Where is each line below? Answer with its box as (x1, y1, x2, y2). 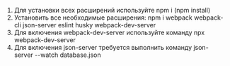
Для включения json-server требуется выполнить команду (13, 44, 192, 51)
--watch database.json (34, 51, 101, 59)
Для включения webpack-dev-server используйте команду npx (13, 28, 205, 37)
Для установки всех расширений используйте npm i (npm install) (13, 6, 211, 14)
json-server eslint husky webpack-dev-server (22, 21, 156, 29)
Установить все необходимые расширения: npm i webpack (13, 13, 193, 22)
